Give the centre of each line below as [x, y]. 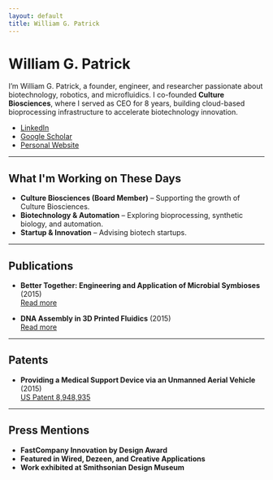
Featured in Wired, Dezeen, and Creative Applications [113, 458]
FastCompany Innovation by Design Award [94, 450]
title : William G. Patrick [54, 24]
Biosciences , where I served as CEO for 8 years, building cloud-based [127, 103]
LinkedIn [35, 128]
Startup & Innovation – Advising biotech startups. [103, 233]
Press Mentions [49, 431]
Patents [28, 360]
